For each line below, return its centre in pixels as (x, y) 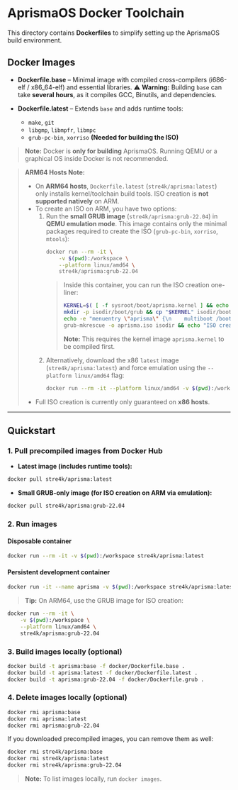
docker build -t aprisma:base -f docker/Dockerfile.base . (96, 666)
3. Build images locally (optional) (65, 652)
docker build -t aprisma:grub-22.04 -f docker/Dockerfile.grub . (106, 679)
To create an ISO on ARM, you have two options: (106, 208)
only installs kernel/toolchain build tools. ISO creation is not (122, 194)
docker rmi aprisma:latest (47, 719)
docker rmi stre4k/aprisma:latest (58, 759)
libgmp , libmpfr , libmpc (62, 130)
